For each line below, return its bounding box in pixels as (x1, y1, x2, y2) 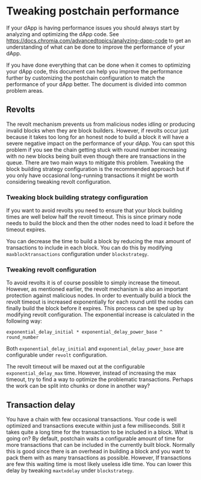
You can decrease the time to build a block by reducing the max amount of (6, 238, 191, 245)
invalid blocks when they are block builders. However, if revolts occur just (6, 126, 189, 134)
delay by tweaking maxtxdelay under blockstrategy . (6, 467, 134, 474)
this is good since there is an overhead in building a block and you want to (6, 447, 191, 455)
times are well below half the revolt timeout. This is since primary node (6, 213, 182, 220)
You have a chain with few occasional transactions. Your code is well (6, 416, 177, 423)
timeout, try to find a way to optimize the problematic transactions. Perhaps (6, 376, 194, 383)
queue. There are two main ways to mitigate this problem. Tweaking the (6, 158, 184, 166)
